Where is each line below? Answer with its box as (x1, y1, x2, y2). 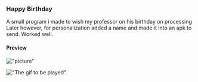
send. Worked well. (6, 31, 54, 38)
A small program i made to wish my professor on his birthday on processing (6, 18, 193, 25)
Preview (6, 44, 27, 51)
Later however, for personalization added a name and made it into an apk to (6, 24, 192, 31)
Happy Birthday (6, 5, 52, 13)
